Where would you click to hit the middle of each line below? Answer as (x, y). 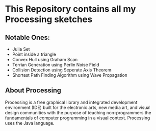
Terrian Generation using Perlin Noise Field (55, 65)
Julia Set (21, 49)
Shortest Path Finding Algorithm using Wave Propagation (70, 75)
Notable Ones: (27, 37)
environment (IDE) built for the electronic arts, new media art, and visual (78, 107)
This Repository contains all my (71, 9)
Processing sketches (49, 19)
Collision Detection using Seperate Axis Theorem (62, 70)
